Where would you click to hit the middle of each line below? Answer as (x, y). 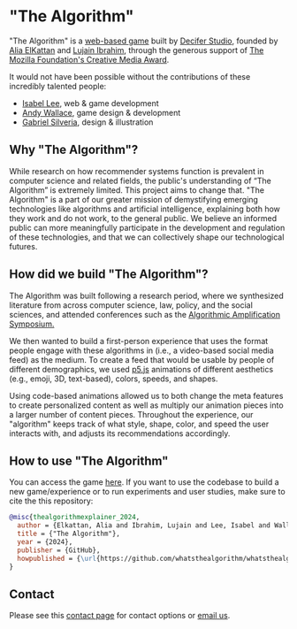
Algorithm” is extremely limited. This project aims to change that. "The (137, 190)
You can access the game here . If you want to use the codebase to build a (145, 482)
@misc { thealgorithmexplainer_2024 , (75, 518)
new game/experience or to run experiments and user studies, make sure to (147, 492)
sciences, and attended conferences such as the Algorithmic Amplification (145, 314)
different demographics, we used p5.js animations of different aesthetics (141, 369)
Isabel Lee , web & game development (90, 103)
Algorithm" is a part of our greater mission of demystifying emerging (134, 199)
